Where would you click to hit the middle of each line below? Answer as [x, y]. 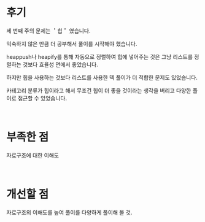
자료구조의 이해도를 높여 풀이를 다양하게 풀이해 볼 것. [69, 212]
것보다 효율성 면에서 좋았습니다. [60, 64]
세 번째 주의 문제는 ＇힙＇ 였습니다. [48, 31]
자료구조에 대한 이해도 [33, 155]
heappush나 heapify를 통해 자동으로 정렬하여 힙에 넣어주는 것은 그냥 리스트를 [100, 56]
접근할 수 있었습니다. [42, 98]
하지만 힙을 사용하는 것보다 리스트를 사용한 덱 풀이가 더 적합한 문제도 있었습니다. [102, 77]
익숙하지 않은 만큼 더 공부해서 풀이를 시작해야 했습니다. [72, 44]
